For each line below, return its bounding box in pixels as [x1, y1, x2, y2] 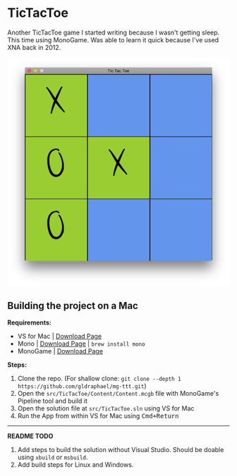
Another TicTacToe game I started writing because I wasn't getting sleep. [7, 28, 220, 37]
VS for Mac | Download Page [17, 332, 102, 341]
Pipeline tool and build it [17, 396, 88, 406]
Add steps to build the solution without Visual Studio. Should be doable [17, 446, 224, 454]
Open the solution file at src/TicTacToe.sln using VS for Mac [17, 404, 195, 413]
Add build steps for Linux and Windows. [17, 461, 134, 469]
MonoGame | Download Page [17, 347, 104, 356]
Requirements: [7, 318, 51, 327]
